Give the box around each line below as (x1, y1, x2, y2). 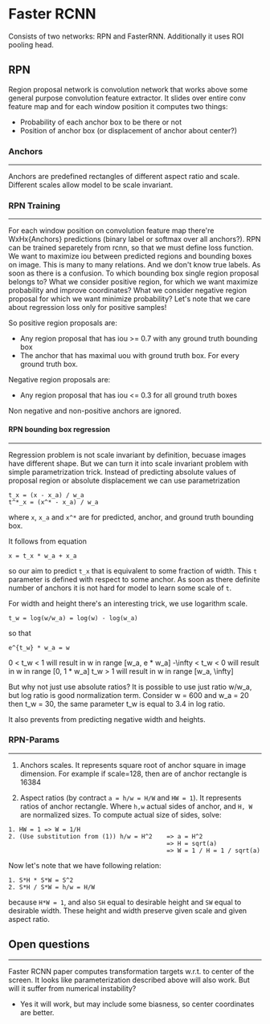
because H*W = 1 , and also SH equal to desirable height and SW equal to (8, 897, 242, 907)
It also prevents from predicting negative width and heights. (8, 714, 207, 724)
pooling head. (8, 39, 54, 49)
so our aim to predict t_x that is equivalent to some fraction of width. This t (8, 565, 257, 575)
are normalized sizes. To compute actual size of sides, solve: (19, 810, 222, 819)
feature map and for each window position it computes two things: (8, 101, 228, 111)
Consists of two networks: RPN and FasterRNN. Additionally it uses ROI (8, 31, 244, 41)
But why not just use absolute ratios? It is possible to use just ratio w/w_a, (8, 682, 252, 692)
